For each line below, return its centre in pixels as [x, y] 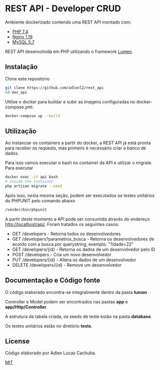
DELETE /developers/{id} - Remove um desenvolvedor [67, 265]
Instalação [22, 67]
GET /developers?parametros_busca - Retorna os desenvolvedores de [83, 239]
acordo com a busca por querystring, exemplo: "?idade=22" [73, 244]
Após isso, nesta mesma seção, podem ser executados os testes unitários [80, 195]
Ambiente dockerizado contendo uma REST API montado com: [68, 22]
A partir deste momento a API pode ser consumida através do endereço [78, 219]
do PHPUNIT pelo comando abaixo [40, 200]
